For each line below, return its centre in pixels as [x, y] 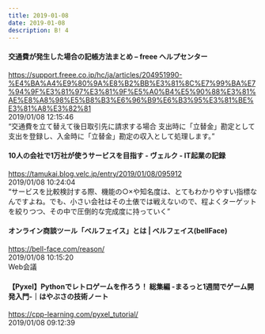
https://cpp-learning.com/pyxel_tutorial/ [73, 314]
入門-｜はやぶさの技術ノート [62, 296]
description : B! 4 [38, 30]
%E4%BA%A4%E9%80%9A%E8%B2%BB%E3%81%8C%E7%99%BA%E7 [132, 83]
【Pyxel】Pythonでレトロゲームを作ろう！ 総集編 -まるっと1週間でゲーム [128, 287]
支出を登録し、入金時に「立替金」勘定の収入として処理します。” [112, 136]
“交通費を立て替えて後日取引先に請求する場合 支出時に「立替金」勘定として [132, 126]
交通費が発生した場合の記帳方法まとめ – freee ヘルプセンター [108, 56]
